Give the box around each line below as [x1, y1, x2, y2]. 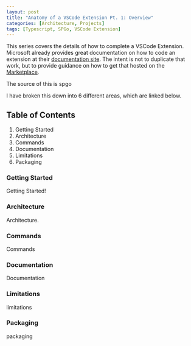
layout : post [6, 9, 40, 15]
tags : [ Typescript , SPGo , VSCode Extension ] [6, 26, 121, 32]
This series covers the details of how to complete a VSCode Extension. [6, 43, 184, 50]
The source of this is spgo [6, 80, 72, 88]
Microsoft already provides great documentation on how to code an [6, 49, 176, 57]
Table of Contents [6, 110, 76, 120]
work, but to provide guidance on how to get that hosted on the [6, 62, 165, 69]
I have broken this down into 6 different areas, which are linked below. [6, 92, 182, 99]
